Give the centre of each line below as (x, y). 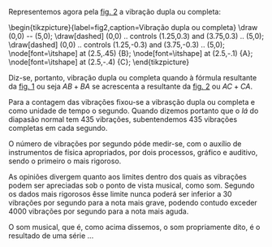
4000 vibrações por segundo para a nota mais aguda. (99, 211)
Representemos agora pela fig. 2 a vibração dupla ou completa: (115, 12)
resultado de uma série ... (51, 236)
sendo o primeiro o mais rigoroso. (65, 161)
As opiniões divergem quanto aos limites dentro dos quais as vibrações (128, 177)
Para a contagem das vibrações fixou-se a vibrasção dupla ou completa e (132, 102)
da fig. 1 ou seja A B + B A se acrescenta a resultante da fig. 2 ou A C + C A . (131, 86)
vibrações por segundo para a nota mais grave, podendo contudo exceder (133, 203)
